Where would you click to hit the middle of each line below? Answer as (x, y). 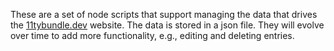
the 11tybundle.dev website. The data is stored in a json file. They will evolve (167, 25)
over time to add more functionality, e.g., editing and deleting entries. (152, 35)
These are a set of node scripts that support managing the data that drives (164, 14)
